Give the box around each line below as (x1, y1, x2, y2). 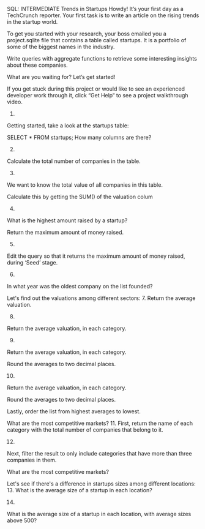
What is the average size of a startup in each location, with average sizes (7, 511, 192, 517)
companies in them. (7, 456, 57, 463)
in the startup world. (7, 18, 58, 25)
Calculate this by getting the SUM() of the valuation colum (7, 193, 154, 200)
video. (7, 98, 23, 105)
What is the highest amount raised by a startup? (7, 217, 128, 224)
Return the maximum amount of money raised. (7, 229, 124, 236)
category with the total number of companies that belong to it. (7, 426, 164, 433)
